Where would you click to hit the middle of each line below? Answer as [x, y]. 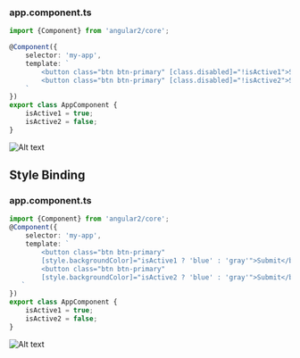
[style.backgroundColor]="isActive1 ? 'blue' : [131, 261]
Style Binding [47, 175]
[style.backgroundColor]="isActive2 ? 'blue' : [131, 277]
